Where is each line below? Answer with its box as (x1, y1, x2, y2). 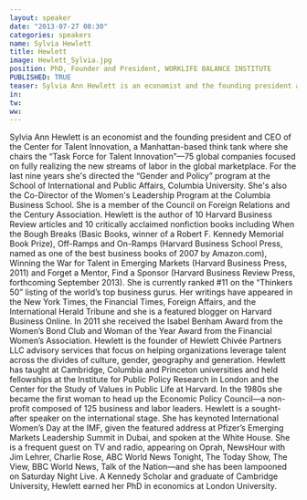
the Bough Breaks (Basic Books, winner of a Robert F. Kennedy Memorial (9, 229, 285, 240)
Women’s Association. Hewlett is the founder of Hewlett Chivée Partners (9, 335, 281, 347)
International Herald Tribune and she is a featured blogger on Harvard (9, 307, 272, 318)
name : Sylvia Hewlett (9, 38, 92, 48)
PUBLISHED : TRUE (9, 73, 71, 82)
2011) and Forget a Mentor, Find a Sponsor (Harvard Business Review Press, (9, 267, 296, 278)
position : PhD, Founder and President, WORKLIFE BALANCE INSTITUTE (9, 65, 272, 74)
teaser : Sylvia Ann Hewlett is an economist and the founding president (9, 81, 292, 90)
